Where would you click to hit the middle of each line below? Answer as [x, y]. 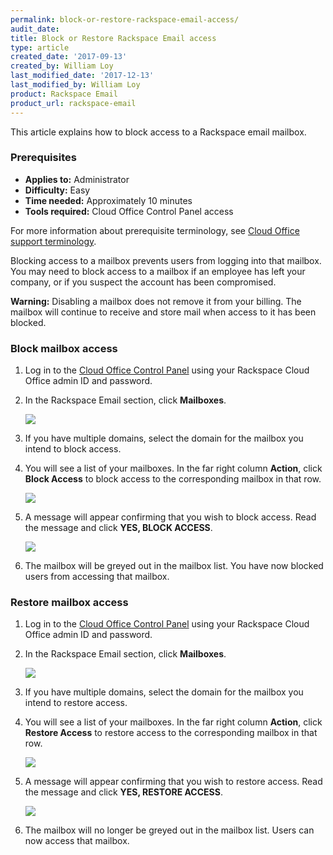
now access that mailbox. [77, 841]
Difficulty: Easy [57, 190]
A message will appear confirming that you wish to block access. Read [170, 517]
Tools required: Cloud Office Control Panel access [129, 211]
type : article [40, 47]
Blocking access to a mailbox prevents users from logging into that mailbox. [166, 260]
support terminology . [53, 241]
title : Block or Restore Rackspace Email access [113, 38]
